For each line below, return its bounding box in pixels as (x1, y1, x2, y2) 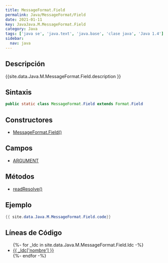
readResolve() (12, 186, 43, 192)
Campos (5, 144, 33, 153)
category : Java (5, 27, 38, 32)
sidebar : (5, 36, 24, 41)
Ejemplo (5, 201, 32, 209)
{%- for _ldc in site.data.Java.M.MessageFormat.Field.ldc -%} (12, 242, 144, 248)
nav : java (10, 41, 31, 46)
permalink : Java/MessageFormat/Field (5, 12, 86, 17)
